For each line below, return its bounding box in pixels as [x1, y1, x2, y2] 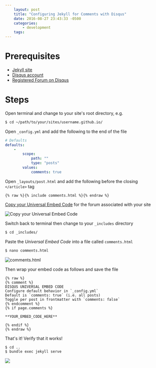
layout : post [14, 7, 40, 12]
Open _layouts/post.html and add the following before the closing [5, 178, 138, 184]
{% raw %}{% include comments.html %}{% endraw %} [5, 193, 109, 198]
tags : [14, 30, 25, 35]
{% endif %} [5, 322, 29, 328]
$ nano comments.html [5, 248, 49, 253]
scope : [22, 151, 36, 156]
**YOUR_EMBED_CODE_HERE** [5, 314, 57, 319]
